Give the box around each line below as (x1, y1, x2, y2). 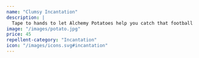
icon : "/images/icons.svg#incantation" (6, 43, 108, 49)
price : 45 (6, 31, 32, 37)
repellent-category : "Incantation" (6, 37, 97, 43)
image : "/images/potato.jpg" (6, 25, 81, 32)
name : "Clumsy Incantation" (6, 8, 78, 15)
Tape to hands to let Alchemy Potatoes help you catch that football (12, 20, 193, 26)
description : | (6, 14, 45, 21)
